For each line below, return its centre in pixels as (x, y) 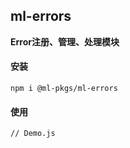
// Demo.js (33, 134)
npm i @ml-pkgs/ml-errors (64, 89)
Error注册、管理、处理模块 (65, 41)
